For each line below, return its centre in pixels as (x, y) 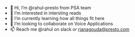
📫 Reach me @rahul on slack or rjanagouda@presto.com (70, 29)
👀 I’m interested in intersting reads (46, 13)
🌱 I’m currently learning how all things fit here (57, 18)
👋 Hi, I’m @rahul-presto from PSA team (51, 8)
